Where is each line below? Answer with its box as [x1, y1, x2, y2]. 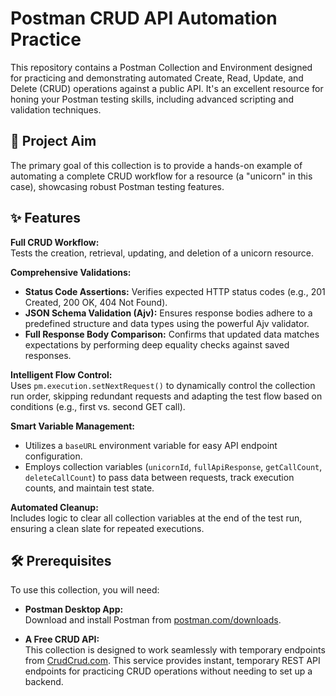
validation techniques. [10, 103, 102, 116]
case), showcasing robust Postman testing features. [10, 180, 225, 192]
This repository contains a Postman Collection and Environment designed [10, 61, 313, 73]
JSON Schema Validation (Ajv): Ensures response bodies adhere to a [24, 307, 313, 319]
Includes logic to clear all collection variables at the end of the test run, [10, 512, 303, 524]
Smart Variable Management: [10, 420, 136, 432]
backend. [24, 676, 64, 688]
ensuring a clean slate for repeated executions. [10, 522, 205, 534]
